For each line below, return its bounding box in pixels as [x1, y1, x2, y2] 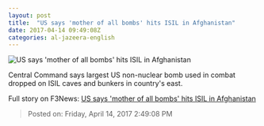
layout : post [8, 11, 52, 20]
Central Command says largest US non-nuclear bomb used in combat [8, 70, 236, 80]
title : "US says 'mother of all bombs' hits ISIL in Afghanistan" [8, 19, 236, 27]
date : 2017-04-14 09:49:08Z [8, 26, 101, 34]
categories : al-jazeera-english [8, 33, 115, 42]
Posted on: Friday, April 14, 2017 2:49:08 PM [27, 109, 173, 119]
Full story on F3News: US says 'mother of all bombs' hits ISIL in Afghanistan [8, 94, 256, 103]
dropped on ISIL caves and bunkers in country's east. [8, 79, 183, 88]
